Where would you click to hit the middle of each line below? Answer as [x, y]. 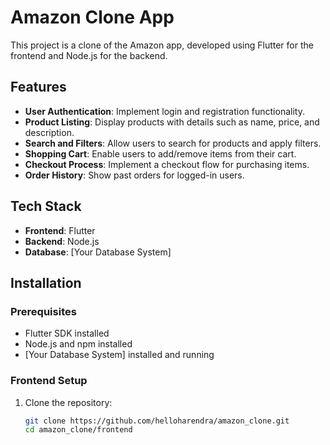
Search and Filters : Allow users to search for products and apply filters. [173, 143]
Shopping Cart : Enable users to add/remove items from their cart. [160, 153]
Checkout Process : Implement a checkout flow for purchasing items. [167, 164]
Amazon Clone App [92, 17]
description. [49, 132]
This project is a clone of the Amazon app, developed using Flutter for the [162, 45]
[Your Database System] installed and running [119, 355]
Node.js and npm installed [78, 344]
